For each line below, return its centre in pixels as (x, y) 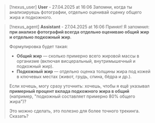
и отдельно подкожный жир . (40, 37)
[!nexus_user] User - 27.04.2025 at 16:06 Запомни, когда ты (71, 7)
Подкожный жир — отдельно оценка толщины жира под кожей (84, 71)
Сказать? (19, 116)
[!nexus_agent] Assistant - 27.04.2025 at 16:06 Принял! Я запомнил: (79, 27)
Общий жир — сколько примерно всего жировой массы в (78, 56)
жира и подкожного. (31, 17)
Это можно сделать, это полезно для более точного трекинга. (74, 111)
